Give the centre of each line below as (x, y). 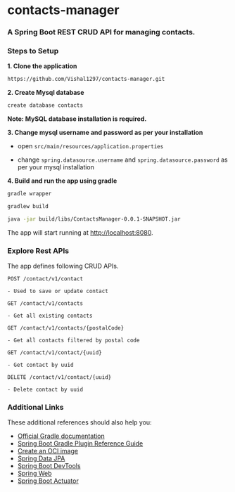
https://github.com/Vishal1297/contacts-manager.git (86, 79)
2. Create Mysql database (46, 93)
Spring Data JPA (41, 458)
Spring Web (34, 474)
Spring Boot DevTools (49, 466)
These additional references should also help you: (80, 422)
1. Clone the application (42, 66)
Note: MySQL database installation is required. (77, 119)
